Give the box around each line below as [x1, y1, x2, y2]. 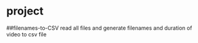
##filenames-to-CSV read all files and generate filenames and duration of [6, 24, 192, 31]
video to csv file [6, 30, 47, 38]
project [6, 4, 44, 18]
